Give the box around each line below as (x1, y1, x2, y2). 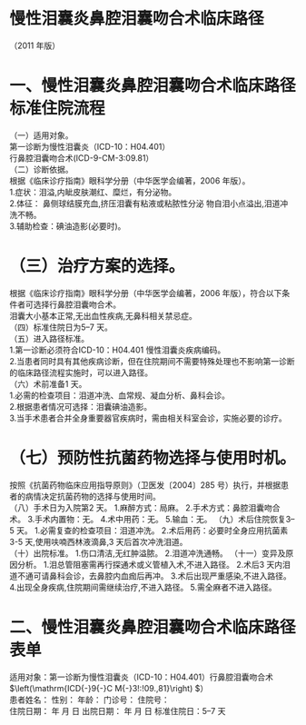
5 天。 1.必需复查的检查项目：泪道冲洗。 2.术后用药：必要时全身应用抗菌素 (9, 524, 289, 536)
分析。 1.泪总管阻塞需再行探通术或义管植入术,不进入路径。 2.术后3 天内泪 (16, 559, 291, 570)
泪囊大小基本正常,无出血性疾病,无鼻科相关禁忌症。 (9, 310, 198, 321)
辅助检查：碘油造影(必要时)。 (16, 220, 126, 232)
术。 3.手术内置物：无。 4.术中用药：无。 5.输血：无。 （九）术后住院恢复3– (9, 513, 295, 524)
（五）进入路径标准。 (9, 333, 89, 343)
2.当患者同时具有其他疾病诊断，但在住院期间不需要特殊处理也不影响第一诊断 (9, 355, 295, 366)
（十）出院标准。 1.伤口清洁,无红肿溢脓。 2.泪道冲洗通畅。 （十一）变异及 (9, 547, 286, 559)
